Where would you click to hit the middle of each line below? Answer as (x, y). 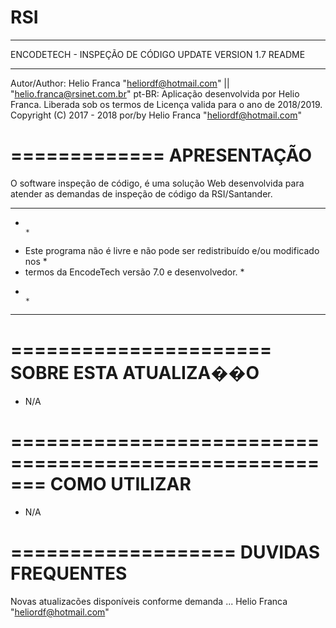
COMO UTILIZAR (120, 484)
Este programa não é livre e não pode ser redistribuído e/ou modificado (172, 250)
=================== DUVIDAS (165, 552)
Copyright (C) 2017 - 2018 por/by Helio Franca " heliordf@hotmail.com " (156, 115)
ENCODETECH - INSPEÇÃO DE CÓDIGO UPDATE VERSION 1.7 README (158, 54)
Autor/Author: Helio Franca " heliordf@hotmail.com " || (120, 83)
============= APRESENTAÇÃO (161, 155)
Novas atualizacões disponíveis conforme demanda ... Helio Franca (149, 601)
